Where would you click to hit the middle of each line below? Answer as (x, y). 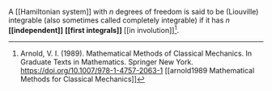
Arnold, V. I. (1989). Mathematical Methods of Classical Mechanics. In (136, 53)
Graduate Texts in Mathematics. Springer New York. (107, 62)
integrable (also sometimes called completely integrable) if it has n (119, 20)
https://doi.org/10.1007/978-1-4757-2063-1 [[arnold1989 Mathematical (137, 70)
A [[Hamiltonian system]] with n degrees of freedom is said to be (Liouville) (134, 12)
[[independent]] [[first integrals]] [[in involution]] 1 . (94, 29)
